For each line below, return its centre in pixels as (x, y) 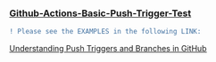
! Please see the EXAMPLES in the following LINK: (105, 32)
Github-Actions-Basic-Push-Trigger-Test (100, 13)
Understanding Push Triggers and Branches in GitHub (108, 49)
